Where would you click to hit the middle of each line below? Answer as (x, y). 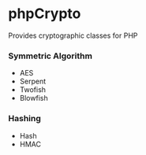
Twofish (32, 90)
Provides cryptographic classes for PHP (73, 35)
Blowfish (34, 98)
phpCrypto (45, 14)
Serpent (33, 81)
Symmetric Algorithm (51, 56)
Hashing (25, 119)
